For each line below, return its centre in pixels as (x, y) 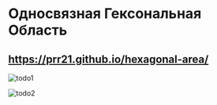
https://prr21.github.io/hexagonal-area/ (108, 59)
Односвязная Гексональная (105, 14)
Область (38, 30)
